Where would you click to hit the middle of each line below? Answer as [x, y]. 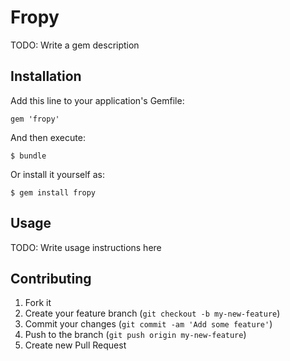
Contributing [51, 278]
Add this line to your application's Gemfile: [97, 100]
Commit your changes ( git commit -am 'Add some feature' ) [148, 324]
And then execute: [48, 137]
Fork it [38, 303]
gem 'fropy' [35, 119]
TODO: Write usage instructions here [86, 247]
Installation [46, 76]
